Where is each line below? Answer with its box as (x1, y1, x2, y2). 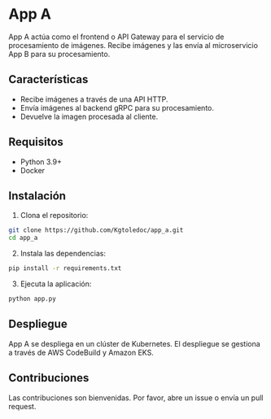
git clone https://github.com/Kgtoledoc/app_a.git (8, 226, 184, 234)
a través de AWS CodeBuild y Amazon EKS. (8, 347, 155, 357)
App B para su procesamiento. (8, 49, 111, 59)
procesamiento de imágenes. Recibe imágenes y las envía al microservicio (8, 40, 259, 50)
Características (8, 72, 89, 86)
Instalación (8, 189, 67, 203)
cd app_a (8, 234, 38, 242)
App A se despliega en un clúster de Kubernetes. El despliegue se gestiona (8, 338, 260, 348)
